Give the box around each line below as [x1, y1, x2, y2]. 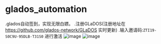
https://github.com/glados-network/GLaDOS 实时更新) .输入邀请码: [5, 26, 143, 33]
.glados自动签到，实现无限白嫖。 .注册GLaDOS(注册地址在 [5, 20, 126, 26]
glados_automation [5, 3, 87, 15]
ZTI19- [142, 27, 157, 33]
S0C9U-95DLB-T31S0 [5, 34, 44, 39]
